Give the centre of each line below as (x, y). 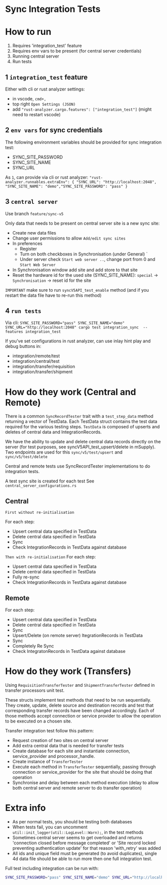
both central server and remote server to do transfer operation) (77, 788)
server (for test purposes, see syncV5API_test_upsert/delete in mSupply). (80, 447)
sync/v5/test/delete (27, 457)
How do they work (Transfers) (68, 671)
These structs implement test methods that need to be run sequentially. (78, 700)
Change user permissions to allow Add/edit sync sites (69, 238)
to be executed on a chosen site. (39, 721)
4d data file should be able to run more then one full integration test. (82, 859)
